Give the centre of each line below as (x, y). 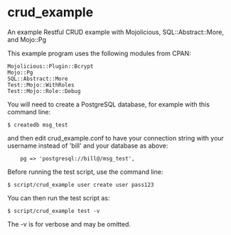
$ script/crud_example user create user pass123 (81, 185)
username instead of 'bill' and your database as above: (88, 146)
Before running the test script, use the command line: (85, 172)
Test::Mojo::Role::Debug (44, 91)
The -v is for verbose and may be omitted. (69, 224)
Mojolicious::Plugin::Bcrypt (50, 66)
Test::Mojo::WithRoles (41, 85)
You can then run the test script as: (59, 198)
